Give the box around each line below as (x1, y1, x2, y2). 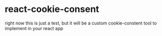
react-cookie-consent (5, 3, 99, 15)
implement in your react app (5, 25, 64, 31)
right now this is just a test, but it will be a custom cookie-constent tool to (5, 20, 157, 26)
